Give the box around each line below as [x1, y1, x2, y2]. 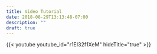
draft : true [6, 25, 35, 31]
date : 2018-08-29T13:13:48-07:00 [6, 14, 89, 20]
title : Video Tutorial [6, 8, 62, 15]
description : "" [6, 19, 46, 25]
